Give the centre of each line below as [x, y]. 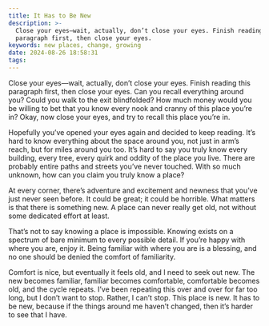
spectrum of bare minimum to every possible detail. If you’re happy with [127, 240]
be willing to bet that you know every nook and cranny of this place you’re [130, 108]
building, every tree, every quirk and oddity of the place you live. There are [132, 157]
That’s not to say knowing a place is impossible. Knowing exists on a [121, 231]
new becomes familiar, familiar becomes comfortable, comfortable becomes [134, 280]
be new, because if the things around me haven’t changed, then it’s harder [131, 306]
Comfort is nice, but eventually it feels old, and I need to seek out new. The [132, 272]
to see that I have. [38, 314]
